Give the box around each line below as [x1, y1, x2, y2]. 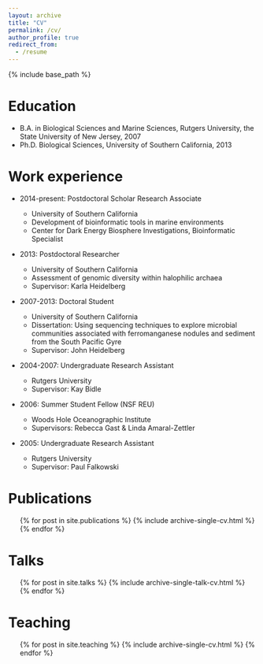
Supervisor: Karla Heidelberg [31, 281, 126, 291]
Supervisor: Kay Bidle [31, 384, 102, 394]
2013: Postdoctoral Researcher [19, 249, 120, 258]
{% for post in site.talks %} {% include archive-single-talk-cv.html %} [19, 577, 246, 587]
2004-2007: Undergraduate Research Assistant [19, 360, 175, 370]
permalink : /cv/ [8, 26, 61, 34]
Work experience [8, 168, 124, 186]
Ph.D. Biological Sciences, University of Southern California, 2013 [19, 139, 232, 150]
